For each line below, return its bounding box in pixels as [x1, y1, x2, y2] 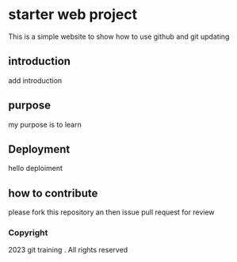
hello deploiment [8, 164, 63, 173]
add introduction [8, 75, 63, 85]
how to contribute [8, 186, 98, 199]
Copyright [8, 227, 48, 238]
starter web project [8, 6, 137, 24]
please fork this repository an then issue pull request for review [8, 207, 216, 217]
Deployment [8, 142, 71, 156]
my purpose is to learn [8, 120, 82, 129]
